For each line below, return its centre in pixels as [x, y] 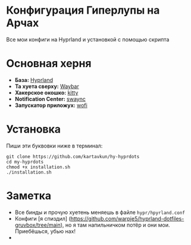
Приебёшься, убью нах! [45, 231]
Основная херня [49, 64]
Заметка [29, 196]
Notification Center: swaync [50, 99]
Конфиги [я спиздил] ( [43, 218]
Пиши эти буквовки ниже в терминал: [54, 146]
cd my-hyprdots [25, 162]
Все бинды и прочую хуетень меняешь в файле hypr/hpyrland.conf [100, 212]
